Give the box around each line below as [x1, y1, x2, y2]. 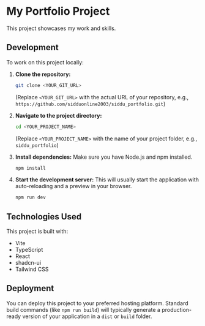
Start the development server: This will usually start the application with [15, 176, 199, 183]
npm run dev [15, 194, 46, 200]
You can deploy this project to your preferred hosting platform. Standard [6, 299, 188, 307]
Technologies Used [6, 211, 81, 222]
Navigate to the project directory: [15, 112, 102, 119]
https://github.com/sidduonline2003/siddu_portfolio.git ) [15, 100, 166, 107]
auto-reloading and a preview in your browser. [15, 183, 132, 190]
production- [162, 306, 192, 313]
